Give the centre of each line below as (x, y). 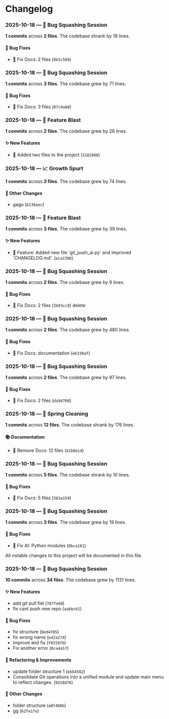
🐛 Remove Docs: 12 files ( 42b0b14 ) (48, 450)
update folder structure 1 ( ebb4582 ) (49, 671)
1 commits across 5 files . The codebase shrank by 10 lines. (68, 475)
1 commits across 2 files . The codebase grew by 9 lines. (65, 282)
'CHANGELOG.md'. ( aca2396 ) (43, 258)
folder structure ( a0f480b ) (39, 705)
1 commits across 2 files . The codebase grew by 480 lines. (68, 330)
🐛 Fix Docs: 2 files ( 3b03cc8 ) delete (49, 305)
